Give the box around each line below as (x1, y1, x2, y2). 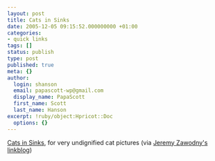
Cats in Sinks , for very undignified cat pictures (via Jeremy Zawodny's (7, 138, 208, 146)
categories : (7, 29, 42, 37)
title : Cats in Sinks (7, 17, 70, 23)
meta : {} (7, 68, 33, 75)
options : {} (13, 119, 49, 126)
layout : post (7, 10, 45, 17)
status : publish (7, 49, 54, 56)
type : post (7, 55, 39, 62)
